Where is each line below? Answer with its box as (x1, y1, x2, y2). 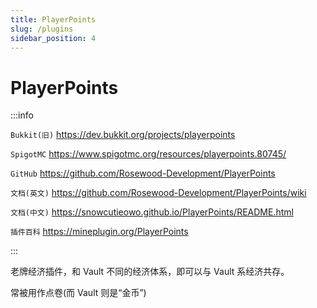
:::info (10, 109, 34, 121)
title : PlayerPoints (10, 14, 97, 25)
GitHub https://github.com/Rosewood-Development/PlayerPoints (10, 167, 276, 180)
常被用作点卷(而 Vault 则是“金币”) (10, 287, 147, 299)
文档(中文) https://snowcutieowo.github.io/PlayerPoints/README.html (10, 206, 294, 218)
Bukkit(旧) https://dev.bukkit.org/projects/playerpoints (10, 129, 236, 141)
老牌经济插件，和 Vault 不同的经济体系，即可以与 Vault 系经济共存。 (10, 266, 290, 278)
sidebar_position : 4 (10, 33, 97, 43)
